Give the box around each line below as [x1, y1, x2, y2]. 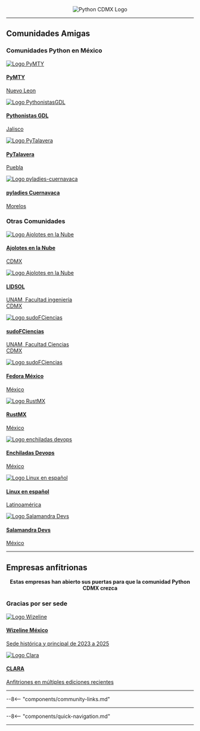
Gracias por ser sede [6, 599, 68, 608]
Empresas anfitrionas [6, 562, 87, 572]
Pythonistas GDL [6, 112, 49, 119]
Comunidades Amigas [6, 29, 90, 39]
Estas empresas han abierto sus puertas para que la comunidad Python [10, 578, 190, 586]
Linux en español [6, 488, 49, 495]
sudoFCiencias [6, 327, 45, 334]
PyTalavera [6, 150, 35, 157]
